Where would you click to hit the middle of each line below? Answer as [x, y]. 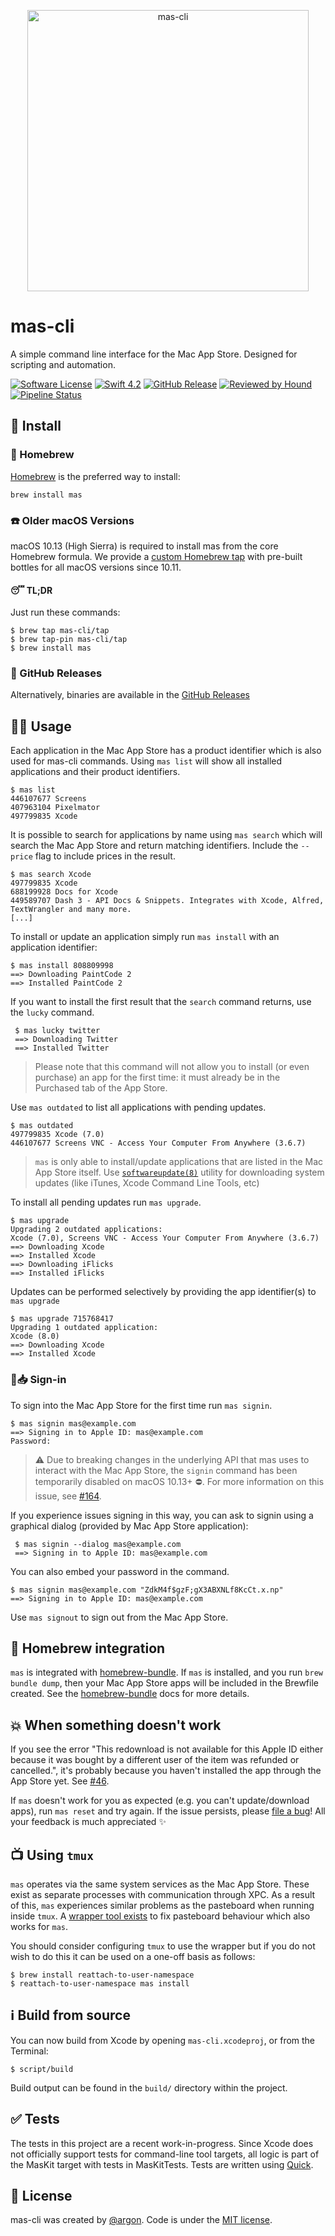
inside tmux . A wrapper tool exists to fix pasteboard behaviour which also [160, 1916]
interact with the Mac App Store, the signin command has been [166, 1470]
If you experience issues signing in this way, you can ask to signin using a [162, 1515]
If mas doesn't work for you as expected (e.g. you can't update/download [160, 1801]
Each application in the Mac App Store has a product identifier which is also [166, 751]
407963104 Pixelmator [55, 808]
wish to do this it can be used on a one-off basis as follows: [133, 1956]
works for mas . [39, 1926]
